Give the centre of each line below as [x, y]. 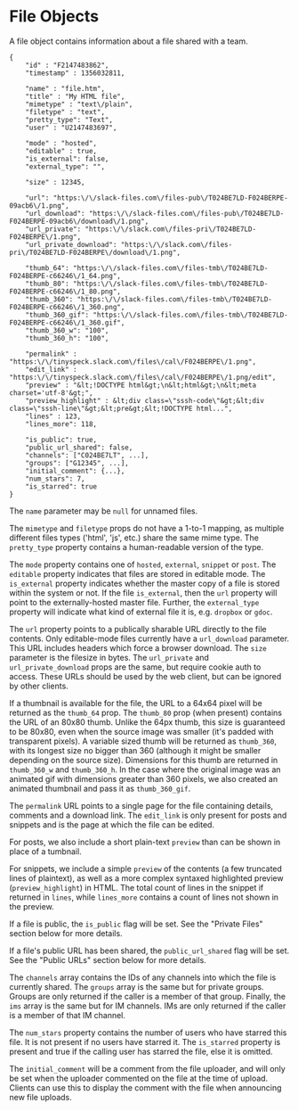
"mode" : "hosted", [61, 143]
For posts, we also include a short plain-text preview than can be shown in [145, 842]
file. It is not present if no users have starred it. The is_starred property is [145, 1041]
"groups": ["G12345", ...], [77, 463]
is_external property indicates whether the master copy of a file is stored [145, 583]
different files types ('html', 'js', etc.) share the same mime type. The [134, 538]
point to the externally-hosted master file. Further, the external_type [134, 602]
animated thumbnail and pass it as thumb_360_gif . [100, 788]
